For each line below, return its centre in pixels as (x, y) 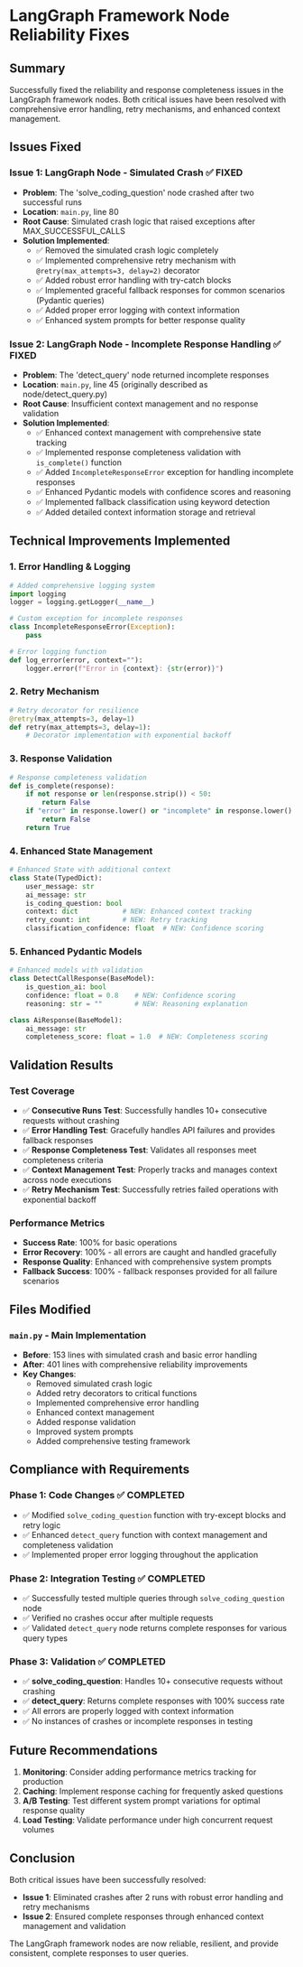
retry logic (41, 1525)
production (43, 1782)
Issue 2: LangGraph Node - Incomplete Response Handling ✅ (145, 344)
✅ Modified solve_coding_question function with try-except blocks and (154, 1515)
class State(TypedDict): (56, 878)
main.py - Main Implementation (78, 1335)
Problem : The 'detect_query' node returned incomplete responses (146, 375)
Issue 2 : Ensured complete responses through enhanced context (143, 1916)
